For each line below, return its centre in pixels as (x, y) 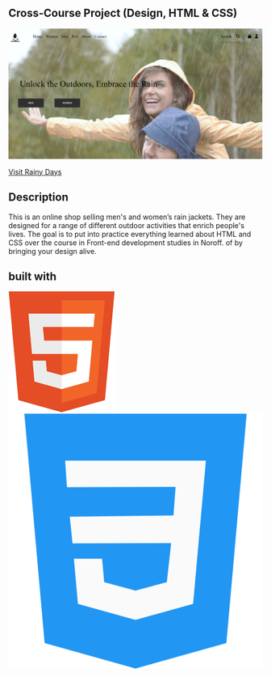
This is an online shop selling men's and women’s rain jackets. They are (127, 217)
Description (38, 197)
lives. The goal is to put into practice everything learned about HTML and (130, 234)
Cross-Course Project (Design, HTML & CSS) (123, 13)
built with (33, 276)
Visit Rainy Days (35, 171)
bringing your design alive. (52, 251)
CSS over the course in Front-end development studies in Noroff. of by (126, 243)
